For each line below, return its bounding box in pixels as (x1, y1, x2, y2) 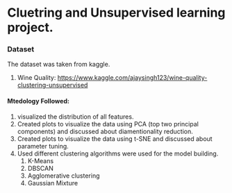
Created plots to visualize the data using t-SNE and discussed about (17, 134, 213, 143)
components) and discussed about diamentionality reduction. (17, 127, 193, 135)
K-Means (27, 156, 54, 165)
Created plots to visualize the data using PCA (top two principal (17, 119, 199, 128)
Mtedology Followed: (7, 97, 69, 106)
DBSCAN (27, 164, 53, 172)
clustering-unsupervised (17, 81, 88, 90)
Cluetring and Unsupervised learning (7, 5, 226, 21)
